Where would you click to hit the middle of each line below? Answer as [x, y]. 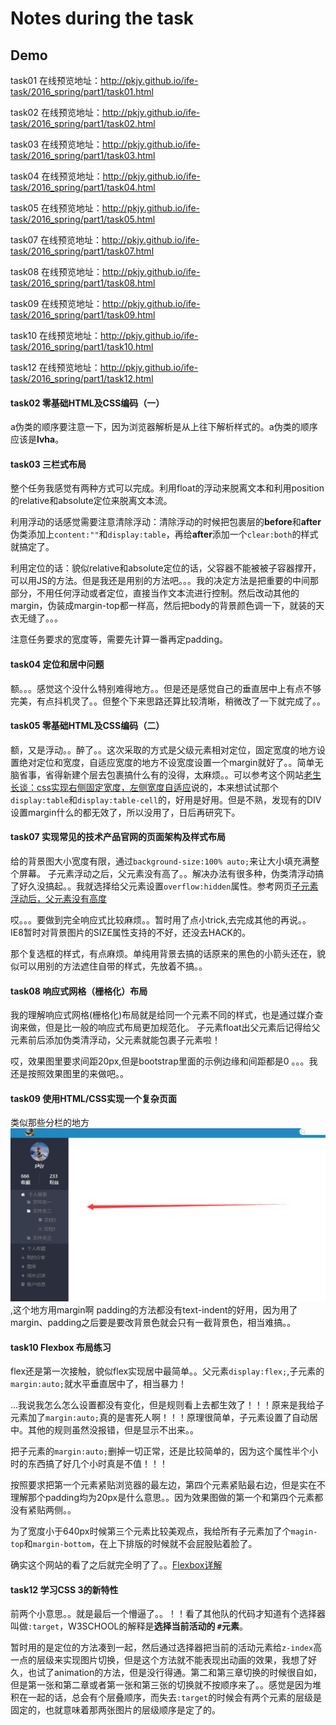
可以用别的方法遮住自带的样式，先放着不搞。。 [113, 966]
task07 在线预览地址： [56, 240]
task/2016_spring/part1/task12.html [82, 378]
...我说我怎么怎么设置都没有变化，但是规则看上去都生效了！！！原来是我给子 [167, 1405]
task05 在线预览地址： [56, 208]
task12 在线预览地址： [55, 367]
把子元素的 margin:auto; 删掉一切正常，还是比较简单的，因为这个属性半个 [160, 1451]
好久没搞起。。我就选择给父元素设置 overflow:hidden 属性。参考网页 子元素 [168, 886]
